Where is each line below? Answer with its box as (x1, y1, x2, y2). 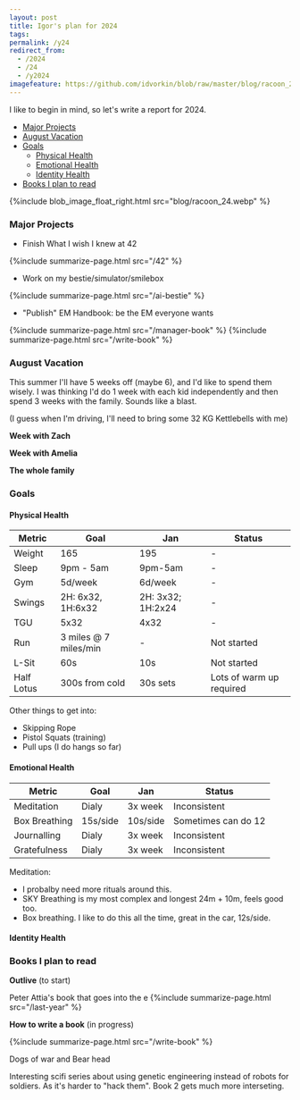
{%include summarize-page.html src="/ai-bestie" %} (9, 290, 205, 300)
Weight (13, 547, 44, 559)
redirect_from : (9, 46, 66, 55)
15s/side (81, 814, 119, 827)
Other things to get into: (9, 705, 96, 716)
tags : (9, 29, 29, 38)
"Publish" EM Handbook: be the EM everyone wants (21, 307, 214, 318)
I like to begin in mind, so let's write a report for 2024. (9, 104, 207, 114)
